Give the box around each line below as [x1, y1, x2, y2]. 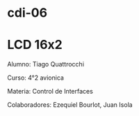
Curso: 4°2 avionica [7, 73, 65, 82]
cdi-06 [7, 5, 47, 21]
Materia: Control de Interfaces [7, 87, 94, 96]
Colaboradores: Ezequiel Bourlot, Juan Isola [7, 101, 133, 109]
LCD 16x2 [7, 37, 63, 53]
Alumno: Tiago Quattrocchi [7, 60, 85, 68]
